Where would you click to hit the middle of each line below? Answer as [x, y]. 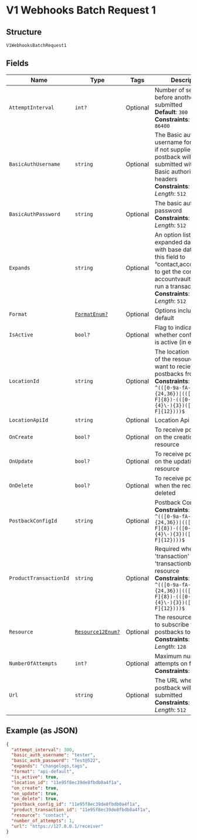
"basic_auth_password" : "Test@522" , [56, 761]
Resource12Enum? [97, 632]
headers [166, 179]
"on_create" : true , [35, 788]
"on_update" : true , [35, 794]
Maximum [168, 656]
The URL [167, 680]
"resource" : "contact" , [40, 815]
